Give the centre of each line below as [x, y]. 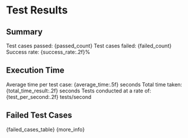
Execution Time [35, 70]
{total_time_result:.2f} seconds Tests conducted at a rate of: [79, 91]
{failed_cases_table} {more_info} [46, 129]
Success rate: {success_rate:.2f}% [48, 52]
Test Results [37, 10]
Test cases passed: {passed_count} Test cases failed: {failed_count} [89, 46]
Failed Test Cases [39, 115]
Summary [24, 32]
